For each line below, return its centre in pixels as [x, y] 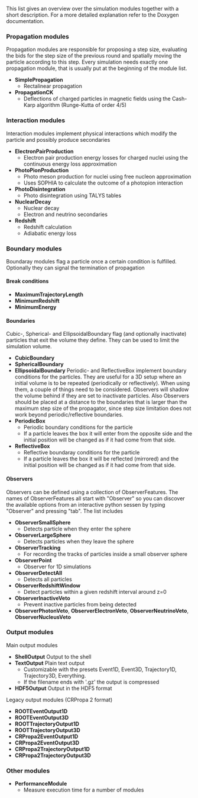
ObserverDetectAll [38, 573]
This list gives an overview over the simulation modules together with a [92, 9]
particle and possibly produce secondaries [58, 139]
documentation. [25, 21]
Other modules [28, 771]
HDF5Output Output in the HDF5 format [63, 688]
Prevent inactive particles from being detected [80, 604]
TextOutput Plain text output [49, 663]
